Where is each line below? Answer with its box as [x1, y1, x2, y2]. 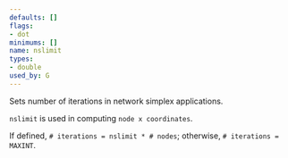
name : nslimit [9, 46, 63, 55]
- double [9, 63, 42, 72]
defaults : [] [9, 12, 58, 22]
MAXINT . [9, 139, 36, 150]
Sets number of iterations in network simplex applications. [9, 96, 224, 106]
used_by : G [9, 71, 50, 80]
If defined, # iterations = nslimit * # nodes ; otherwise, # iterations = [9, 130, 279, 141]
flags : [9, 21, 34, 30]
